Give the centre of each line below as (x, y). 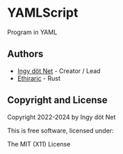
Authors (25, 54)
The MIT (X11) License (39, 144)
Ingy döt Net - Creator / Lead (59, 70)
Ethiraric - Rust (39, 78)
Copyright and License (57, 100)
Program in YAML (32, 32)
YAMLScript (43, 13)
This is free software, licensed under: (60, 130)
